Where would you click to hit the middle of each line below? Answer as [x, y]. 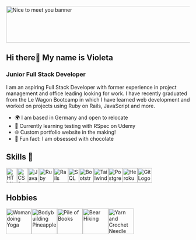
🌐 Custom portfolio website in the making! [65, 132]
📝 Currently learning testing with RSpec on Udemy [75, 126]
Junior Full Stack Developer [46, 74]
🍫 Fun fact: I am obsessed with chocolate [64, 138]
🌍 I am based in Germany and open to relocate [71, 117]
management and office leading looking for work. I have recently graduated [97, 93]
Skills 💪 [20, 157]
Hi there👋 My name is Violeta [60, 58]
